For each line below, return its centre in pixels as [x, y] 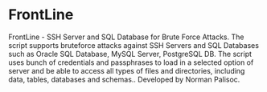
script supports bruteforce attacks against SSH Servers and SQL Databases [134, 45]
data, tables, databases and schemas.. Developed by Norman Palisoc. [124, 79]
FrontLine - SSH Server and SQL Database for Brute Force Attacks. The [126, 37]
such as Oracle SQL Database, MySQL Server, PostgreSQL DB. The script [130, 54]
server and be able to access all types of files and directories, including [127, 70]
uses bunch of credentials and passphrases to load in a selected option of [131, 62]
